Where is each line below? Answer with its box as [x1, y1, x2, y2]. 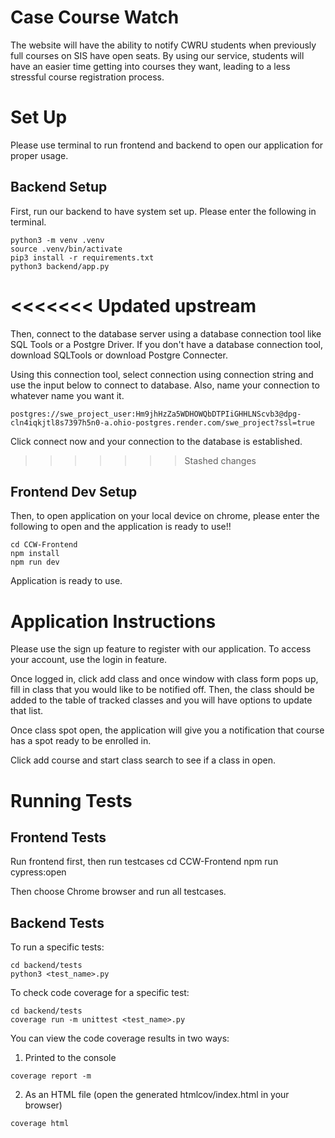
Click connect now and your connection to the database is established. [10, 435, 303, 447]
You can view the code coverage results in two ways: [10, 1032, 230, 1045]
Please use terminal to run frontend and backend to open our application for [10, 139, 324, 151]
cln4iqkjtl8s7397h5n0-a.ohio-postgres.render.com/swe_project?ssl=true [10, 417, 315, 428]
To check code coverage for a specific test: [10, 987, 190, 999]
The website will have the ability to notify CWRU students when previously [10, 39, 317, 51]
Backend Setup [10, 179, 108, 196]
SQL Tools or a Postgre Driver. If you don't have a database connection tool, [10, 338, 324, 350]
